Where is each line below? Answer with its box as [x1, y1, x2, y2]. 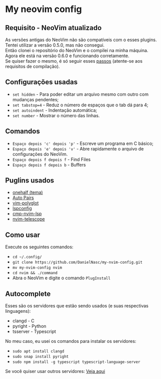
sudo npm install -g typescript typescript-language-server [12, 359, 140, 364]
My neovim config [5, 4, 82, 15]
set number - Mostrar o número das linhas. [12, 112, 100, 118]
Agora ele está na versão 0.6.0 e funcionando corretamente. [5, 53, 129, 59]
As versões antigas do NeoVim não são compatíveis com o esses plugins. [5, 37, 157, 43]
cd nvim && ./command [12, 271, 57, 276]
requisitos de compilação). [5, 64, 60, 69]
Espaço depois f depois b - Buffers [12, 161, 86, 167]
